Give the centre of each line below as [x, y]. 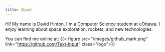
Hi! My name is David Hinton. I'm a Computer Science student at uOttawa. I [83, 24]
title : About [19, 10]
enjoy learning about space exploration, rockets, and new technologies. [79, 29]
